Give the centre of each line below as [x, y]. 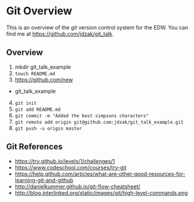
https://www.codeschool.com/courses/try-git [70, 167]
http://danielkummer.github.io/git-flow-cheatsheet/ [78, 187]
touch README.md [35, 74]
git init [26, 103]
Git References [34, 147]
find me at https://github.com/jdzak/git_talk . [60, 33]
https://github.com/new [44, 79]
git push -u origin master [48, 128]
